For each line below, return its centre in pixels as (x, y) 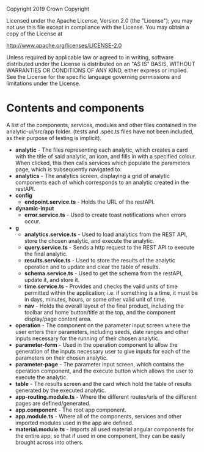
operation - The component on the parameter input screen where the (103, 325)
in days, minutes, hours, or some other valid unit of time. (95, 299)
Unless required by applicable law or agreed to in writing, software (90, 57)
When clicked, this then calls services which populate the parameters (103, 163)
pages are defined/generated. (53, 403)
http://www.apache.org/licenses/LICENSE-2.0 (64, 46)
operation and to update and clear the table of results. (92, 267)
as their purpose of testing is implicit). (54, 138)
